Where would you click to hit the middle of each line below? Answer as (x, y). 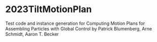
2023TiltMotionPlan (49, 9)
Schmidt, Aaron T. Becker (32, 34)
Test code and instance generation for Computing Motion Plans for (75, 23)
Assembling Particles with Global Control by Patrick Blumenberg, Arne (79, 28)
